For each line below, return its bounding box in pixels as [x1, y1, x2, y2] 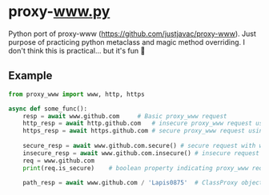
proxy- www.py [8, 2, 110, 21]
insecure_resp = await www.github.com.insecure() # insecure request [22, 149, 260, 157]
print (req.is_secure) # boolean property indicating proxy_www [22, 164, 249, 172]
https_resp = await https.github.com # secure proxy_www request [22, 127, 246, 135]
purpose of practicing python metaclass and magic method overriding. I [8, 37, 246, 46]
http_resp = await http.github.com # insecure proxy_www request [22, 119, 252, 128]
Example [8, 69, 53, 82]
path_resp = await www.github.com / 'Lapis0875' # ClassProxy [22, 178, 239, 186]
